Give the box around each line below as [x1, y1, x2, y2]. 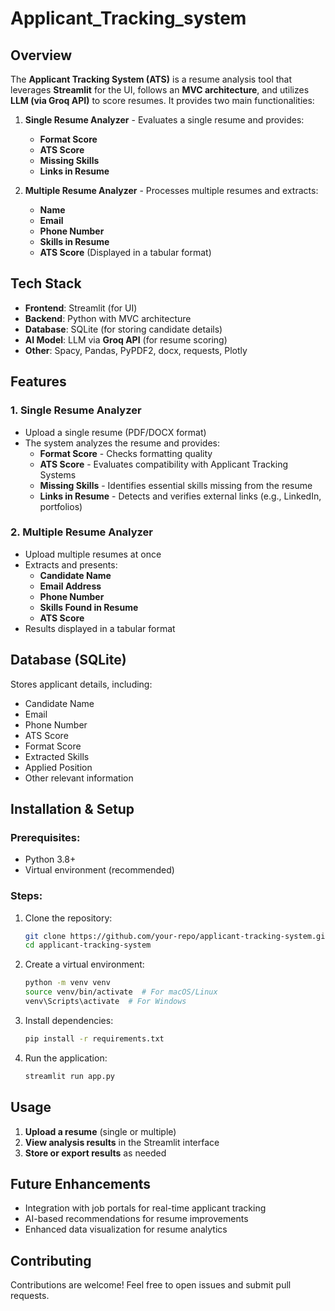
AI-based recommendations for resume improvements [24, 1213, 249, 1225]
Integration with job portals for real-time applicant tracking [24, 1202, 267, 1214]
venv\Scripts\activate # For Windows [24, 997, 187, 1007]
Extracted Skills [24, 750, 90, 762]
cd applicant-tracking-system [24, 940, 152, 951]
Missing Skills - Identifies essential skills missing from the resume [39, 479, 313, 491]
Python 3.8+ [24, 853, 77, 866]
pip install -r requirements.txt [24, 1033, 165, 1044]
